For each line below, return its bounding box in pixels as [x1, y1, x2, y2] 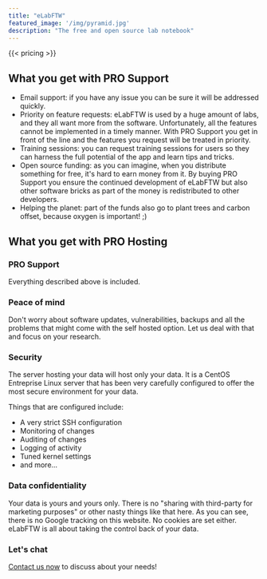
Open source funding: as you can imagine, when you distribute [19, 161, 227, 170]
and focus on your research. [8, 332, 101, 342]
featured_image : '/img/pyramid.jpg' [8, 19, 130, 27]
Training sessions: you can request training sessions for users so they [19, 144, 249, 153]
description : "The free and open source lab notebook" [8, 26, 194, 34]
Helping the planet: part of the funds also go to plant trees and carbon [19, 203, 250, 212]
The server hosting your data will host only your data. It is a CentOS [8, 370, 230, 379]
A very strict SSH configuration [19, 418, 122, 427]
